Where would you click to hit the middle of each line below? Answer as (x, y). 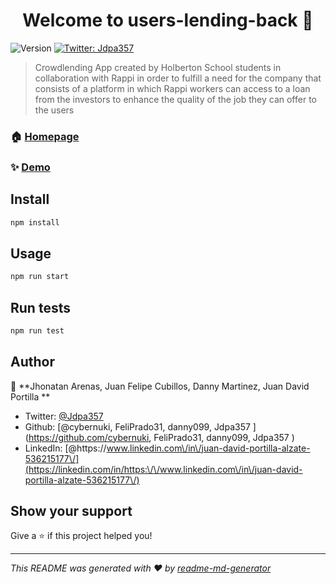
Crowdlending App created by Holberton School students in (158, 67)
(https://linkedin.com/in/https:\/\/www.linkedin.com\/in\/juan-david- (163, 469)
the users (54, 110)
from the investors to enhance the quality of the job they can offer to (175, 99)
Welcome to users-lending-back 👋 (168, 20)
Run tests (40, 307)
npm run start (40, 277)
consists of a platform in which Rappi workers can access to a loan (172, 88)
